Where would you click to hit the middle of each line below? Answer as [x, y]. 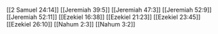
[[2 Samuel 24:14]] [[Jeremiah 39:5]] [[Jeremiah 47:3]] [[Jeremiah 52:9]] [109, 10]
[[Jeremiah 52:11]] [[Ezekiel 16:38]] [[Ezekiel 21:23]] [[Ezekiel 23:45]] [104, 17]
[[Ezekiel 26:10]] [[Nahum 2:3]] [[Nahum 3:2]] [71, 24]
